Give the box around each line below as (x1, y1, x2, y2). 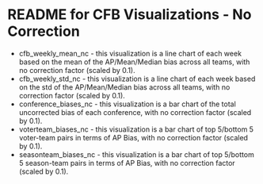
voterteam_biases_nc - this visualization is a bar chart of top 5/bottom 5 (18, 125, 254, 134)
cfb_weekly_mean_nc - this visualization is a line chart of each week (18, 48, 242, 58)
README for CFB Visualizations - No (7, 6, 252, 24)
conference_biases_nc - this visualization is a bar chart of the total (18, 99, 237, 109)
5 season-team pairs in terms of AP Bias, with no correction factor (18, 158, 235, 167)
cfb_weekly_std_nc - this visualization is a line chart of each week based (18, 74, 256, 83)
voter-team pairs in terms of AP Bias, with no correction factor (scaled (18, 132, 249, 142)
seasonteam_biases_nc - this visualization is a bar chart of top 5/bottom (18, 149, 254, 159)
